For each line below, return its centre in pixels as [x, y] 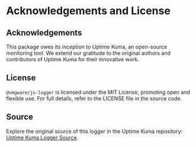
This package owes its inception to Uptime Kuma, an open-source [87, 47]
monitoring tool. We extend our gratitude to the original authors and [88, 53]
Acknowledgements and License [88, 11]
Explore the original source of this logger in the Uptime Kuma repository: [94, 131]
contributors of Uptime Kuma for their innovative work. [73, 59]
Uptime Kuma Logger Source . [42, 138]
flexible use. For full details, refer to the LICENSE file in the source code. [94, 98]
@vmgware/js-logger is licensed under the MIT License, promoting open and [98, 92]
